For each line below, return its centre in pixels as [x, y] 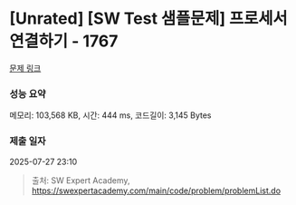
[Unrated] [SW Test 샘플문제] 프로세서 [148, 19]
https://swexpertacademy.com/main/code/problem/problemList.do [156, 190]
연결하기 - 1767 [64, 41]
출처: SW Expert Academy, [81, 180]
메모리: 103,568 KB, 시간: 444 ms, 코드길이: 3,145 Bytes [110, 115]
